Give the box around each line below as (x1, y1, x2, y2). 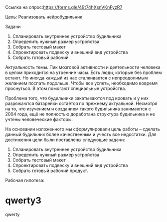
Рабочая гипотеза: (5, 177, 45, 183)
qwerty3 (5, 195, 41, 206)
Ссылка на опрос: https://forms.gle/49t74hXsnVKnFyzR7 (5, 4, 123, 10)
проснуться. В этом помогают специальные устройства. (5, 85, 126, 91)
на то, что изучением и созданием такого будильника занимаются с (5, 106, 151, 111)
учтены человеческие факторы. (5, 116, 73, 122)
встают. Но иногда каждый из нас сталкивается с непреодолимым (5, 75, 148, 80)
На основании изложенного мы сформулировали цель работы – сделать (5, 126, 161, 132)
